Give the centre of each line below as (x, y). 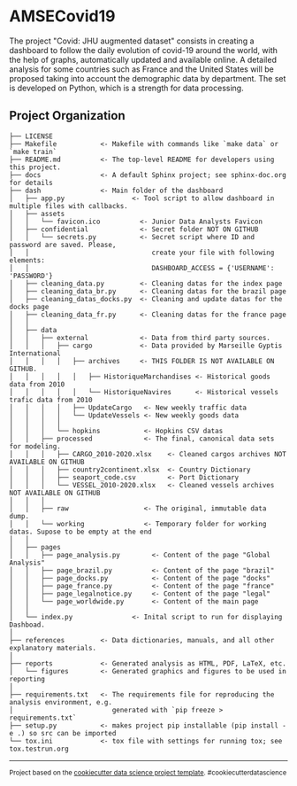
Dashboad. (27, 625)
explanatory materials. (53, 648)
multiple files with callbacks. (69, 206)
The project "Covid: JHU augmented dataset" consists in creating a (132, 41)
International (35, 353)
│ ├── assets (37, 214)
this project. (35, 167)
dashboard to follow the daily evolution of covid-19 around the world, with (144, 50)
